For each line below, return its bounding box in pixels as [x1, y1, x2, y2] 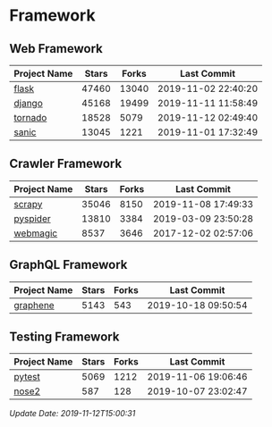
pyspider [13, 212, 51, 224]
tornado [13, 112, 47, 123]
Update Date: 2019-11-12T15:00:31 [9, 408, 136, 419]
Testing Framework [9, 330, 120, 345]
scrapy [13, 197, 43, 210]
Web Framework [9, 41, 103, 56]
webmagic [13, 227, 58, 239]
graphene [13, 298, 55, 311]
